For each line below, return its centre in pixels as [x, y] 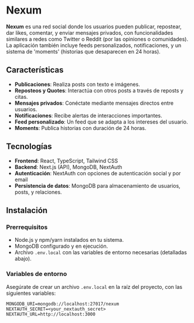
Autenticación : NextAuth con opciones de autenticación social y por [98, 173]
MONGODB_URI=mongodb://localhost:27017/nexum [62, 304]
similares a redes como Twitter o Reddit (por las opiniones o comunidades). [97, 39]
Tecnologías [29, 147]
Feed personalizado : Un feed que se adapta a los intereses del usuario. [101, 122]
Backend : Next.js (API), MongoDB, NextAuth [68, 167]
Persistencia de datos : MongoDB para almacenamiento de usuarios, [97, 185]
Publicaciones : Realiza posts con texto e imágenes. [77, 84]
